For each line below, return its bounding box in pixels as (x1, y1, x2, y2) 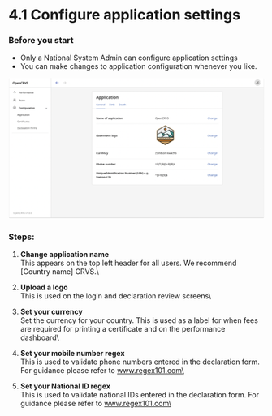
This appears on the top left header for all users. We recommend (19, 258, 237, 268)
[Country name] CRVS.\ (19, 266, 100, 277)
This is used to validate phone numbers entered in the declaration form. (19, 357, 260, 367)
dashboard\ (19, 332, 59, 342)
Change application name (19, 249, 110, 259)
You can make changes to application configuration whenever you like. (19, 62, 257, 71)
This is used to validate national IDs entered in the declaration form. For (19, 389, 260, 399)
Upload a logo (19, 282, 68, 292)
